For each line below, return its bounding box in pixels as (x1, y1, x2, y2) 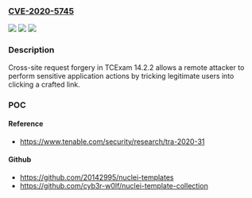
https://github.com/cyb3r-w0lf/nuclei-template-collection (19, 181, 208, 190)
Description (8, 45, 55, 56)
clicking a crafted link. (8, 80, 81, 89)
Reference (8, 119, 44, 129)
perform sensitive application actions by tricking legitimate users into (8, 71, 235, 80)
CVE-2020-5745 (8, 6, 74, 17)
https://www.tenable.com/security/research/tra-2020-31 (19, 137, 205, 146)
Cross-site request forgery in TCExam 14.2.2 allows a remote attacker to (8, 62, 245, 72)
